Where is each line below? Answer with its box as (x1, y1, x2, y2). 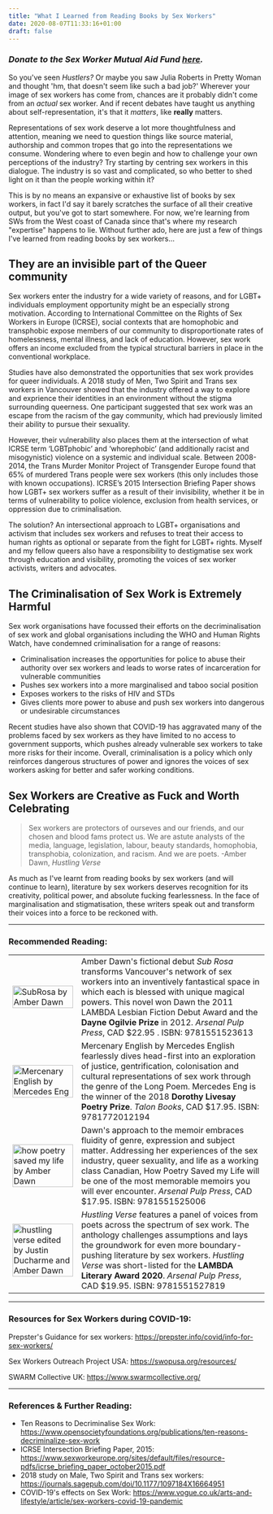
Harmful (8, 600, 51, 613)
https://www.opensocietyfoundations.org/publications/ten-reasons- (19, 1427, 249, 1437)
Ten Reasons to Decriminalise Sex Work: (19, 1419, 156, 1428)
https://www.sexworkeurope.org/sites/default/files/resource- (19, 1453, 226, 1463)
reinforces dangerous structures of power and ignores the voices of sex (8, 757, 249, 766)
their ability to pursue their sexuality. (8, 420, 131, 430)
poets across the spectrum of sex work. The (80, 1219, 249, 1231)
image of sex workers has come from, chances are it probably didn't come (8, 89, 258, 99)
